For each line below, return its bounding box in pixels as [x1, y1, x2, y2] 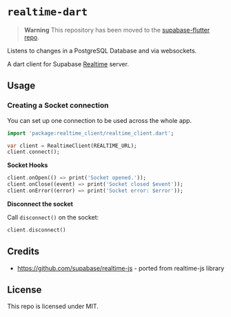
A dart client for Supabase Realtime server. [7, 59, 130, 68]
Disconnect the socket [7, 200, 74, 208]
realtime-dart [7, 6, 88, 19]
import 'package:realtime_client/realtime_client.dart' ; [7, 130, 174, 137]
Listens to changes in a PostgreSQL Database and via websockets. [7, 46, 197, 55]
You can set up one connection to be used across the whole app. [7, 116, 192, 124]
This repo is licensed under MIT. [7, 302, 99, 311]
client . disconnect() [7, 227, 67, 233]
